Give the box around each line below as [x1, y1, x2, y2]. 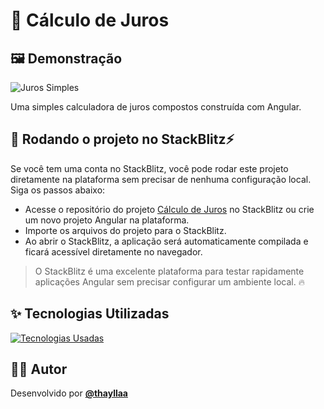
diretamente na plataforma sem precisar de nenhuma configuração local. [10, 173, 312, 185]
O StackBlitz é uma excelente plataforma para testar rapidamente [34, 265, 305, 277]
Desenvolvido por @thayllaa [10, 387, 128, 399]
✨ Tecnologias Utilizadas [10, 305, 170, 323]
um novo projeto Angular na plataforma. [24, 214, 190, 226]
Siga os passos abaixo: [10, 184, 106, 196]
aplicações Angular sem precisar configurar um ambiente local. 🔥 [34, 275, 305, 288]
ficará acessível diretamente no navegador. [24, 245, 203, 258]
